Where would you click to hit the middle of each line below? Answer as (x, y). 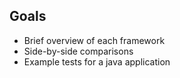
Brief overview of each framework (94, 40)
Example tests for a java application (97, 61)
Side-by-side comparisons (78, 51)
